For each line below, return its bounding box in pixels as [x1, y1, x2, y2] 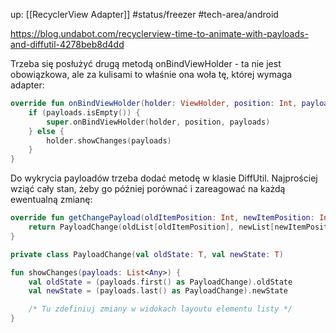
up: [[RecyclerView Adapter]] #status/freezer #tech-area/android [10, 9, 279, 20]
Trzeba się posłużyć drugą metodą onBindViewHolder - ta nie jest [10, 58, 282, 69]
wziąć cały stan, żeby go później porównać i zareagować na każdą [10, 183, 286, 195]
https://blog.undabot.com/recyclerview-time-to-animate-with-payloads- [10, 28, 309, 39]
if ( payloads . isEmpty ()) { [28, 107, 141, 118]
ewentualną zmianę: [10, 194, 93, 206]
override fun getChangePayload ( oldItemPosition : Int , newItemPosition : [10, 213, 315, 223]
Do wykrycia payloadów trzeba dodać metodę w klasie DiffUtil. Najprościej [10, 172, 318, 184]
